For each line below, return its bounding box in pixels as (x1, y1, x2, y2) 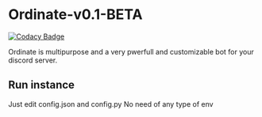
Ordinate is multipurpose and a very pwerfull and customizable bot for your (8, 47, 254, 56)
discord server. (8, 55, 58, 65)
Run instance (8, 78, 75, 92)
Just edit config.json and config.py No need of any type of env (8, 99, 214, 108)
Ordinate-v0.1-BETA (8, 6, 143, 24)
